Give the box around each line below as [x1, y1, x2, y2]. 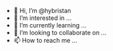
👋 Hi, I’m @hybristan [13, 7, 72, 14]
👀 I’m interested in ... [13, 14, 72, 22]
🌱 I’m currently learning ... [13, 21, 87, 29]
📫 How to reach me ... [13, 37, 77, 44]
